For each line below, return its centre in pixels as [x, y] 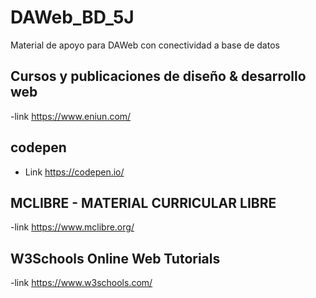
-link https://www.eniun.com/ [71, 116]
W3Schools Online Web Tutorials [115, 258]
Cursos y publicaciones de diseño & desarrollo [158, 76]
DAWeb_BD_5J [72, 17]
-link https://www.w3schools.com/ [81, 283]
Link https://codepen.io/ [74, 172]
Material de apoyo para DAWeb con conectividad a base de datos [145, 45]
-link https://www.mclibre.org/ [72, 227]
